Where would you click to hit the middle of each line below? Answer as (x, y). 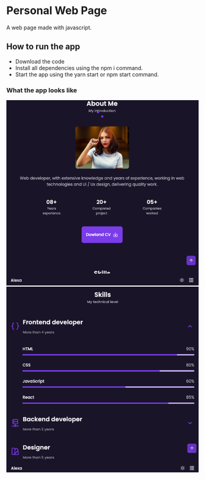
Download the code (40, 61)
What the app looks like (42, 90)
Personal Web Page (57, 11)
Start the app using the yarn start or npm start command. (87, 74)
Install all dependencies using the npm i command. (79, 68)
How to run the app (43, 47)
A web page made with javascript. (49, 27)
